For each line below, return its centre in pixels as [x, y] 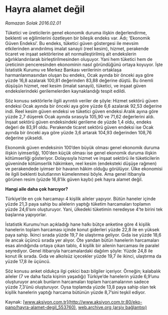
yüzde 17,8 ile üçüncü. [28, 261]
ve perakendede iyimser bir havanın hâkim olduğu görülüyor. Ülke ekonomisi [84, 169]
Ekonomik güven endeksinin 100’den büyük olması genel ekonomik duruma [82, 147]
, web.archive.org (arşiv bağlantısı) [111, 307]
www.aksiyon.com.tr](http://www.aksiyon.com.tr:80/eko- [83, 302]
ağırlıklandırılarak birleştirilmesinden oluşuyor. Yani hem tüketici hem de [79, 59]
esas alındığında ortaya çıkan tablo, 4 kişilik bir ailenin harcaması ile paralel [82, 245]
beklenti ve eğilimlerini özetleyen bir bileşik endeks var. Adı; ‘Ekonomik [78, 38]
